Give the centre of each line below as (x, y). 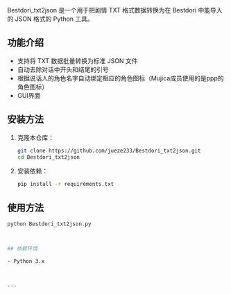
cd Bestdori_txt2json (48, 157)
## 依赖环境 (23, 248)
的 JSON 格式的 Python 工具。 (50, 19)
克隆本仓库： (35, 137)
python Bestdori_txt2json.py (49, 224)
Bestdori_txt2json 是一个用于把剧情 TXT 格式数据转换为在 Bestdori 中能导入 (115, 10)
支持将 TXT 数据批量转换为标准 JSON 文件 (77, 60)
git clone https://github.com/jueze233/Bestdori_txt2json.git (109, 150)
